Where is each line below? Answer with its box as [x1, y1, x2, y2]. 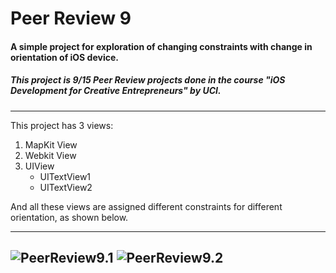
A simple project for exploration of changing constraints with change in [10, 40, 313, 52]
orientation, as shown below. [10, 211, 129, 223]
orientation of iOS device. [10, 51, 119, 63]
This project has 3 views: [10, 119, 114, 131]
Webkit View [24, 149, 77, 161]
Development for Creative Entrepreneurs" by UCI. [10, 85, 222, 97]
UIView [24, 160, 55, 172]
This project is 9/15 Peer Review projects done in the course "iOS [10, 74, 286, 86]
